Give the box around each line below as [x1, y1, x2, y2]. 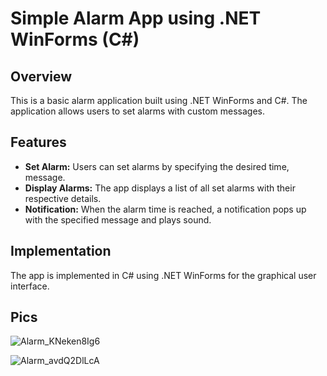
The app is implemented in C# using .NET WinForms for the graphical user [10, 269, 317, 281]
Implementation [10, 243, 112, 260]
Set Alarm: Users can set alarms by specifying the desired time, [24, 160, 290, 172]
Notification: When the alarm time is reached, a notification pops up [24, 203, 307, 215]
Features [10, 134, 67, 151]
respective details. [24, 192, 102, 204]
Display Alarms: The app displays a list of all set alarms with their [24, 182, 296, 194]
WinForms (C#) [10, 28, 140, 51]
